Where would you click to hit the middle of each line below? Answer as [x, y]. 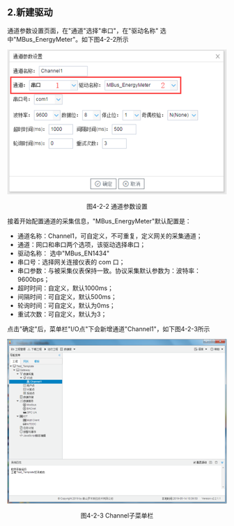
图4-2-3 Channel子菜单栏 [117, 516]
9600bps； [33, 280]
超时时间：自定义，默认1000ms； [65, 288]
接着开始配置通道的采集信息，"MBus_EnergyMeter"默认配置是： [99, 221]
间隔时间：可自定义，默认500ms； [67, 297]
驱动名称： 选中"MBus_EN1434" [63, 253]
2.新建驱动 [30, 13]
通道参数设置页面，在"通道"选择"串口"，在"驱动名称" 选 [87, 31]
